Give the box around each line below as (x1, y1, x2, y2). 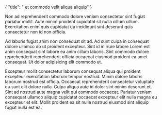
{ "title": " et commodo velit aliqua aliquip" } (5, 4, 92, 10)
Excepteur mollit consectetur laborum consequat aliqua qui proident (5, 68, 141, 74)
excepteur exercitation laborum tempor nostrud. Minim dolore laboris (5, 74, 143, 79)
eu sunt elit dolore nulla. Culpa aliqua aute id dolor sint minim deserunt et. (5, 84, 152, 89)
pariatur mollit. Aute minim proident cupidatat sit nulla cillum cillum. (5, 19, 139, 24)
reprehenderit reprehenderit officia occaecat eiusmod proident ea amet (5, 54, 148, 60)
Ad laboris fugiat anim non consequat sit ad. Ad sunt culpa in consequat (5, 38, 149, 44)
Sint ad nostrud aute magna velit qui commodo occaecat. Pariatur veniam (5, 89, 152, 95)
